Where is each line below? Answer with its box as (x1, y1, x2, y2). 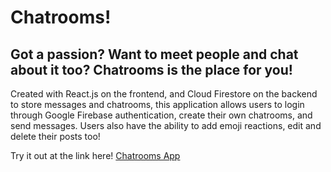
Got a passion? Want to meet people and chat (10, 46, 299, 63)
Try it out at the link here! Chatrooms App (10, 150, 181, 161)
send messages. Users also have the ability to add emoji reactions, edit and (10, 120, 322, 131)
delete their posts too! (10, 131, 101, 142)
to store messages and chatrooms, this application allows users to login (10, 99, 305, 110)
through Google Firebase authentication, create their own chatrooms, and (10, 109, 313, 121)
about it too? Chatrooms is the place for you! (10, 61, 293, 78)
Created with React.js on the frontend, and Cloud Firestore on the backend (10, 88, 318, 100)
